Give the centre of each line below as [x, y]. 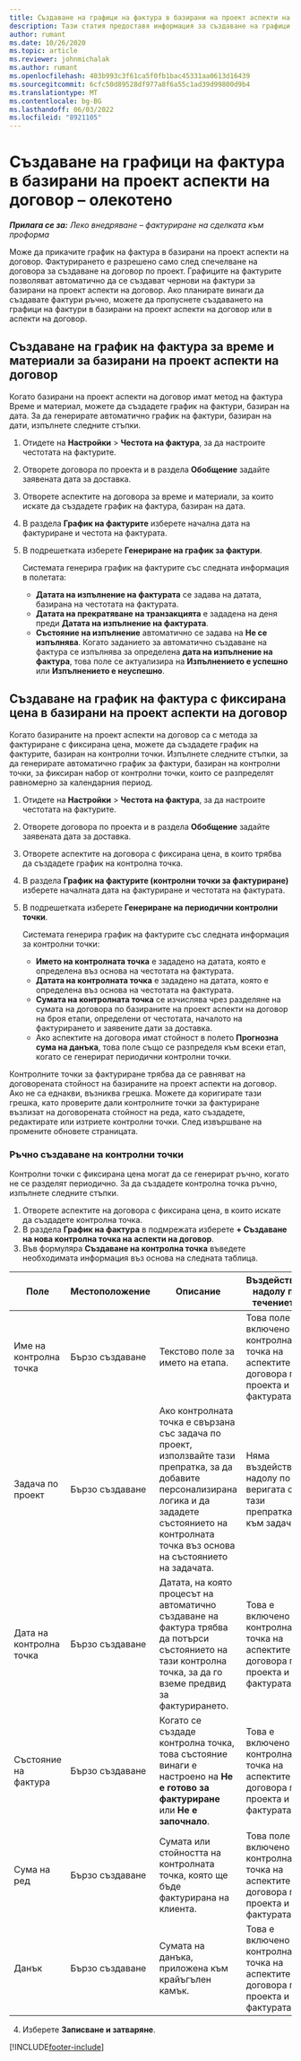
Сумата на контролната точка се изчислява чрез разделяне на [158, 999]
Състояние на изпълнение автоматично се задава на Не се [151, 633]
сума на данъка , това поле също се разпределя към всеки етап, [161, 1047]
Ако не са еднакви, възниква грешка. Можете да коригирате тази [136, 1093]
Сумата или [185, 1841]
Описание [198, 1291]
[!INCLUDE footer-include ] [57, 2047]
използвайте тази [197, 1455]
